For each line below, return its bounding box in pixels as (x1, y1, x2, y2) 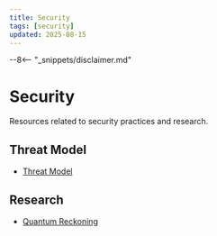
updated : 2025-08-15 (9, 30, 87, 39)
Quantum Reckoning (22, 215, 99, 226)
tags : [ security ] (9, 22, 75, 31)
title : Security (9, 13, 70, 23)
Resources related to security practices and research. (9, 116, 209, 127)
